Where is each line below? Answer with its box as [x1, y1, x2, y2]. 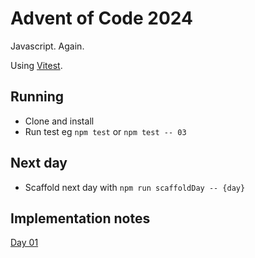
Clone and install [24, 115, 95, 127]
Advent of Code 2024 [10, 7, 193, 30]
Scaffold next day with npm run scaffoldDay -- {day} [24, 181, 246, 193]
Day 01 [10, 237, 39, 249]
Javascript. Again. [10, 40, 85, 52]
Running [10, 88, 65, 106]
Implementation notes [10, 210, 151, 227]
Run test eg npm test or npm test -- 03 [24, 125, 187, 137]
